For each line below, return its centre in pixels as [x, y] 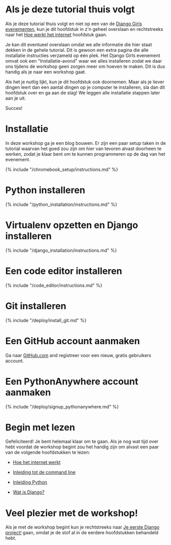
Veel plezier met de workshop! [72, 513]
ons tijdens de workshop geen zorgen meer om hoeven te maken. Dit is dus [85, 66]
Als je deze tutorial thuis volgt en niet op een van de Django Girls [74, 24]
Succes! [14, 108]
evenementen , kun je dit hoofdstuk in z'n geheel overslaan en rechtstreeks [84, 29]
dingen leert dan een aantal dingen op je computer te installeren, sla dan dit [85, 87]
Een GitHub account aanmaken [73, 341]
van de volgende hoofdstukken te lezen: [48, 453]
